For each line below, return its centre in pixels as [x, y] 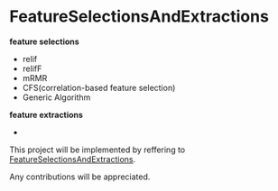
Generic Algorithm [56, 97]
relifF [32, 68]
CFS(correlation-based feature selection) [99, 87]
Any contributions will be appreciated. [80, 177]
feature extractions [46, 114]
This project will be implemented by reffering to [97, 150]
